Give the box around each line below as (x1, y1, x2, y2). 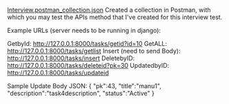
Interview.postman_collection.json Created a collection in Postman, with (7, 6, 212, 14)
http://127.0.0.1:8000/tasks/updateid (7, 68, 109, 77)
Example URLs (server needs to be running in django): (7, 27, 161, 34)
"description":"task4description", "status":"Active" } (7, 89, 155, 97)
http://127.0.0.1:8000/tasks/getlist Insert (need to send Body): (7, 47, 181, 55)
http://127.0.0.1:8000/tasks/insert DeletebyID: (7, 54, 135, 62)
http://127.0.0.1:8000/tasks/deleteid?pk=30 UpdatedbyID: (7, 62, 170, 69)
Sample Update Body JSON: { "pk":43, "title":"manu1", (7, 82, 162, 90)
